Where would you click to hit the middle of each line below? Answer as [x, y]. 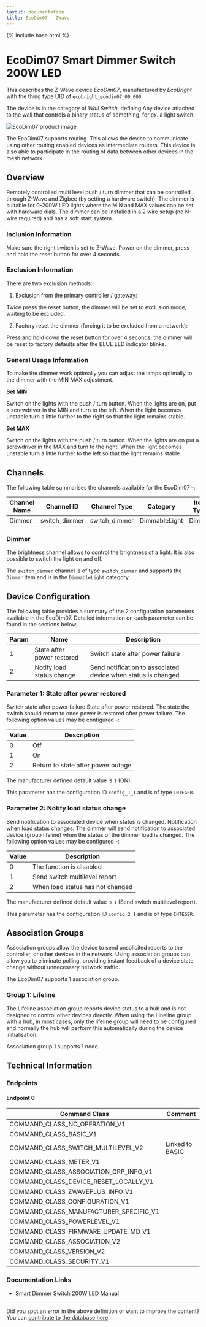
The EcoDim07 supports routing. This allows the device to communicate [97, 139]
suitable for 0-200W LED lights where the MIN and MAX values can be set [100, 206]
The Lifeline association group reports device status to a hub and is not [96, 1008]
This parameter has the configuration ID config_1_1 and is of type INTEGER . [100, 793]
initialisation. [22, 1034]
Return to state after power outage [82, 766]
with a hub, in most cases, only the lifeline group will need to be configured [101, 1021]
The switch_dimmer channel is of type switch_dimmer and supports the [94, 571]
